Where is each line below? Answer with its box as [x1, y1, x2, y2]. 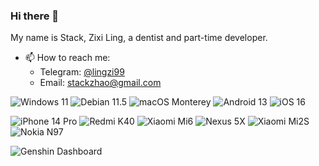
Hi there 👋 [10, 9, 60, 23]
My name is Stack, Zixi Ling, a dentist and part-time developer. [10, 32, 268, 44]
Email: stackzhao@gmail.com [39, 77, 162, 89]
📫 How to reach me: [24, 52, 111, 64]
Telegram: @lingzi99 [39, 66, 125, 78]
